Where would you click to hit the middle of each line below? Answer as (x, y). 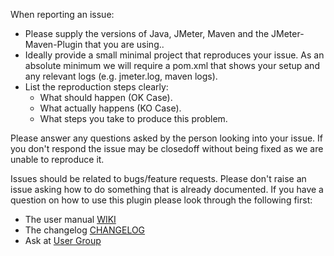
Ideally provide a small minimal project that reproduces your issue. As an (174, 55)
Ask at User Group (63, 240)
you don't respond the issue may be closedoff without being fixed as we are (167, 148)
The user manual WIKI (70, 219)
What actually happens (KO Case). (110, 108)
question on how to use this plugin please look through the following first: (161, 200)
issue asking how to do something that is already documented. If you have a (167, 189)
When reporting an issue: (62, 14)
